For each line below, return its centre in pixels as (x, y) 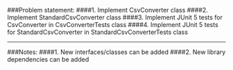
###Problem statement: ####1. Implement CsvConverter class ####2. (107, 10)
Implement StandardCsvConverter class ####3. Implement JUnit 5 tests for (115, 17)
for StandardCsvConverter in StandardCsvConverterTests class (98, 32)
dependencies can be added (48, 59)
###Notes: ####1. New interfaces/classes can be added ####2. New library (116, 52)
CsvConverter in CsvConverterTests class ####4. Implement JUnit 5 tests (113, 25)
